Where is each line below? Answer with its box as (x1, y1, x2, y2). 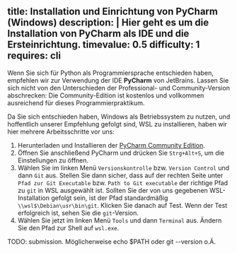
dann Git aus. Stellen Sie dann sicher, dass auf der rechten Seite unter (17, 171, 224, 180)
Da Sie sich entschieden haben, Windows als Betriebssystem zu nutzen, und (7, 112, 231, 121)
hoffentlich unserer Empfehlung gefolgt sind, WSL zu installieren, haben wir (7, 119, 228, 128)
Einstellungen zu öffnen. (17, 155, 89, 165)
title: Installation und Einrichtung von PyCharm (7, 6, 218, 18)
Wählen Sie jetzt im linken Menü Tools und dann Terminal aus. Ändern (17, 216, 222, 225)
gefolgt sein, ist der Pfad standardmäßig (50, 194, 168, 202)
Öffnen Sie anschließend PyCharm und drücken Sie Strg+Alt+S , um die (17, 148, 225, 157)
